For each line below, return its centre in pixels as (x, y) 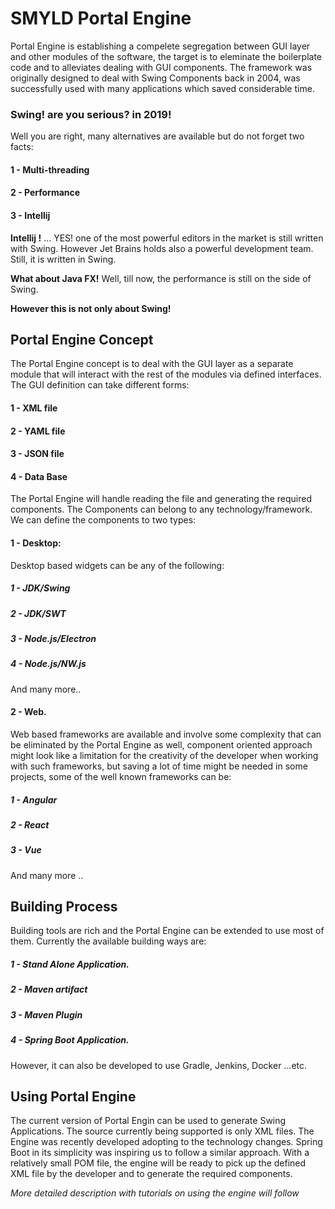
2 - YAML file (38, 431)
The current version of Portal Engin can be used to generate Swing (148, 1121)
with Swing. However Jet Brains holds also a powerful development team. (162, 248)
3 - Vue (26, 850)
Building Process (64, 907)
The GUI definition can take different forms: (100, 385)
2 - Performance (45, 193)
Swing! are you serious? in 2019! (91, 114)
